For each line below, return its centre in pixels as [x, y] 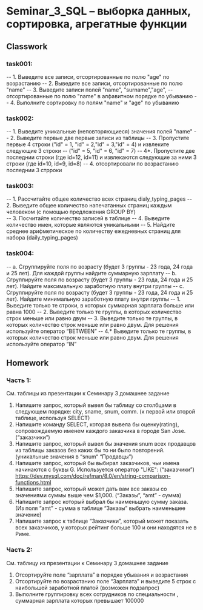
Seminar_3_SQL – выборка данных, [98, 11]
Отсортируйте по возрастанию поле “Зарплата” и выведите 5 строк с [105, 581]
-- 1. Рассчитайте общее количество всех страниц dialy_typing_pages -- [99, 199]
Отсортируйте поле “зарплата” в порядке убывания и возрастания [101, 575]
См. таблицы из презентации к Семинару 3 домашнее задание [88, 394]
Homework [28, 363]
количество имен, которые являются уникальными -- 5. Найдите [91, 225]
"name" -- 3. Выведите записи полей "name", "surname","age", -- [90, 90]
